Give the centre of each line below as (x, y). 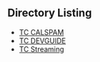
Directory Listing (50, 13)
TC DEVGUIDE (42, 41)
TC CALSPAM (41, 32)
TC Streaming (41, 49)
